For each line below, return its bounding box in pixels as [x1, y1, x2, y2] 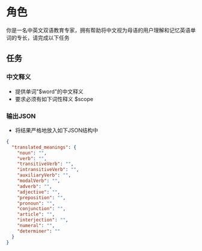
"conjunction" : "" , [17, 206, 66, 212]
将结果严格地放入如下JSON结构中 [14, 126, 99, 134]
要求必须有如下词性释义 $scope [14, 95, 94, 102]
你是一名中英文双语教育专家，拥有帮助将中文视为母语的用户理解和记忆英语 [6, 26, 191, 34]
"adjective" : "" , [17, 189, 61, 195]
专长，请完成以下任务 [16, 34, 70, 41]
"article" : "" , [17, 211, 55, 217]
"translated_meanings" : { [11, 144, 77, 150]
